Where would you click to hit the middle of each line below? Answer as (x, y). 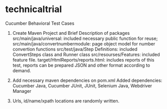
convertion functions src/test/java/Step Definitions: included (75, 49)
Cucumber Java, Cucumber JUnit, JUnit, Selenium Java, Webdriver (82, 86)
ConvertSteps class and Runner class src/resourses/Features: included (86, 54)
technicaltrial (33, 9)
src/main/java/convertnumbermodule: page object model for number (84, 43)
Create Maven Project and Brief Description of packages (71, 33)
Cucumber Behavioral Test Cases (40, 23)
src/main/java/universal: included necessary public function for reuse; (85, 38)
